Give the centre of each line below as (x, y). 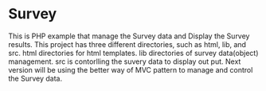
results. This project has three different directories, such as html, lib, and (127, 44)
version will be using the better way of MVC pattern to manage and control (131, 69)
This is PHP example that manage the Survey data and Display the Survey (129, 36)
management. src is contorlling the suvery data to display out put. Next (125, 61)
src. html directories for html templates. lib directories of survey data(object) (133, 53)
